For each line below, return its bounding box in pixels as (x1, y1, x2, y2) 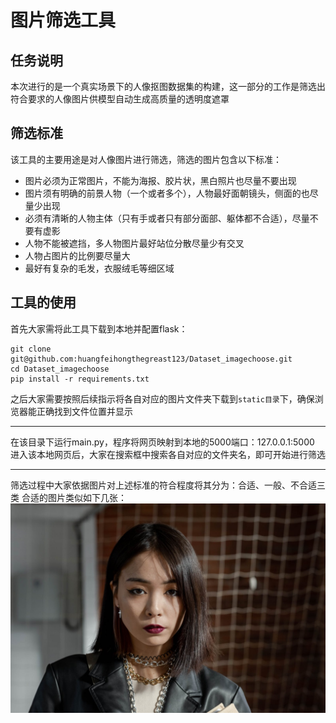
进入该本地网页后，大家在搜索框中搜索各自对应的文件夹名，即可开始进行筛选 (10, 448, 326, 460)
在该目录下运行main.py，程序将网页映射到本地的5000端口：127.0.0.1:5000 (10, 436, 315, 448)
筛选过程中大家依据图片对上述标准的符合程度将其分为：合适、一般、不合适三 (10, 479, 326, 491)
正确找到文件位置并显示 (36, 405, 133, 417)
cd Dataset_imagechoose (10, 364, 110, 374)
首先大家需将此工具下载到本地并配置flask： (10, 322, 188, 335)
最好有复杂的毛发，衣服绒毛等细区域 (24, 262, 175, 274)
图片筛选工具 (10, 9, 117, 32)
